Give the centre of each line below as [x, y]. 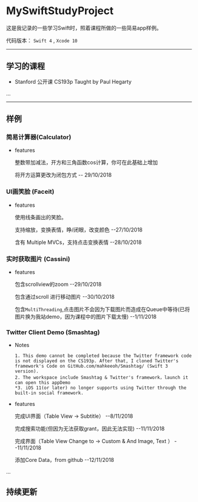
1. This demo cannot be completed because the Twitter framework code [103, 356]
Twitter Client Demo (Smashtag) [53, 332]
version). [27, 371]
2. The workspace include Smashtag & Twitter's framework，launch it [101, 378]
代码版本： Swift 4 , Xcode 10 [42, 40]
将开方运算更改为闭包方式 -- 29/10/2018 [63, 175]
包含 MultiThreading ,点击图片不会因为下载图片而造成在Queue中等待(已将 [102, 309]
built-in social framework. [49, 393]
